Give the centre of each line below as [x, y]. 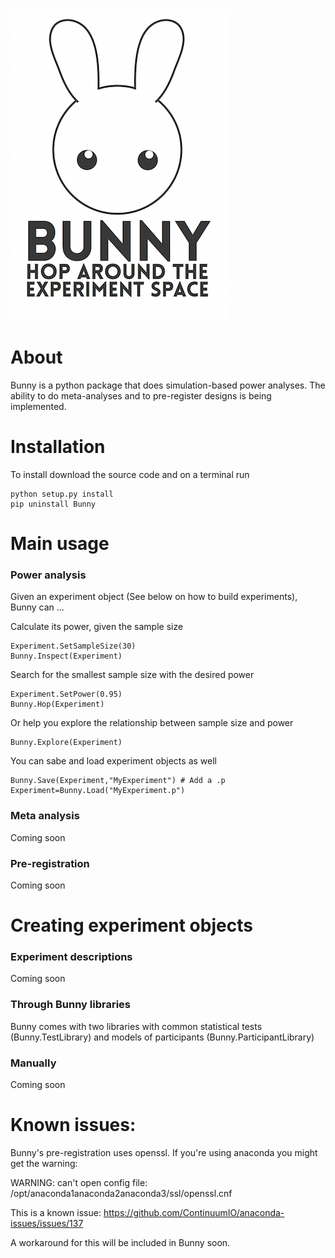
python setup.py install [62, 494]
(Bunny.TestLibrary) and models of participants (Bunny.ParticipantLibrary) [162, 1037]
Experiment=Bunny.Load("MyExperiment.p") [98, 791]
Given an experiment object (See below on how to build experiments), [154, 597]
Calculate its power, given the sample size [97, 627]
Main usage [60, 544]
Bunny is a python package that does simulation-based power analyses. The [168, 385]
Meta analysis [45, 816]
